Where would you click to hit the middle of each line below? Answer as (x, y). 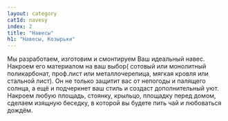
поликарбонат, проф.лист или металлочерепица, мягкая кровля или (108, 74)
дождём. (20, 111)
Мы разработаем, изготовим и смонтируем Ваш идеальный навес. (106, 59)
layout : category (32, 13)
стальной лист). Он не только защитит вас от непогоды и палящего (106, 81)
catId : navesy (28, 20)
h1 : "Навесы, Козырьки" (41, 39)
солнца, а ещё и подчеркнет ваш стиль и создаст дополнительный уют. (113, 89)
